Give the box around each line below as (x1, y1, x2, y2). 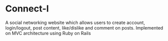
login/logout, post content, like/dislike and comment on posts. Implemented (5, 24, 163, 30)
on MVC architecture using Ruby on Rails (5, 30, 91, 36)
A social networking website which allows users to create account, (5, 19, 145, 25)
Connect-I (5, 3, 49, 14)
